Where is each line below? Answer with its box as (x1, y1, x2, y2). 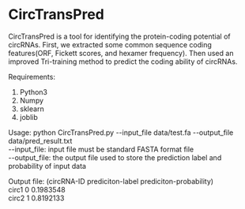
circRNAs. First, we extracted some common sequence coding (8, 39, 212, 49)
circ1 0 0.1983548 (8, 185, 66, 194)
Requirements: (8, 72, 55, 81)
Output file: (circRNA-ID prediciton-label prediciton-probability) (8, 176, 214, 186)
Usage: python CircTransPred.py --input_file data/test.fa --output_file (8, 128, 234, 137)
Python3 (19, 87, 47, 96)
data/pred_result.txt (8, 136, 73, 145)
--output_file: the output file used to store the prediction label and (8, 152, 222, 162)
